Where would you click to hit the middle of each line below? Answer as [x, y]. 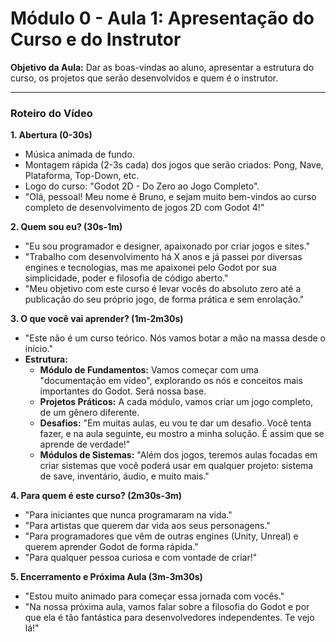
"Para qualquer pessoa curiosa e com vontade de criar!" [141, 558]
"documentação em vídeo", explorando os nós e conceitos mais [171, 381]
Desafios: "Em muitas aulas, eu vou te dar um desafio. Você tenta [175, 423]
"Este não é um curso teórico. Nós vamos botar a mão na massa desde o [175, 338]
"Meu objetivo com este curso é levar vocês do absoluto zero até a [163, 289]
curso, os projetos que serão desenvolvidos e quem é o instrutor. [144, 78]
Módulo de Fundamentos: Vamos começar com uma [149, 370]
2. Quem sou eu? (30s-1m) [66, 227]
